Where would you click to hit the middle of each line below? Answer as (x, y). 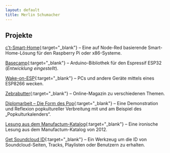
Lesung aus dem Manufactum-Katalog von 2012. (56, 130)
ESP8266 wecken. (25, 84)
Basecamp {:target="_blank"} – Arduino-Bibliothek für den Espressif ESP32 (83, 63)
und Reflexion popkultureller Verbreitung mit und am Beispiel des (73, 109)
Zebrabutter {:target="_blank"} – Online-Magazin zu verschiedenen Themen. (85, 94)
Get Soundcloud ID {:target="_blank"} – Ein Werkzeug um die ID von (76, 139)
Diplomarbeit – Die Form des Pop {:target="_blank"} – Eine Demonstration (82, 104)
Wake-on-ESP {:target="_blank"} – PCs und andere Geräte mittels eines (80, 78)
